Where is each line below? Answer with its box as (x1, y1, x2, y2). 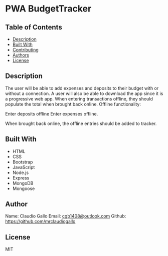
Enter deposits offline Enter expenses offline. (5, 110, 98, 116)
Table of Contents (5, 23, 63, 31)
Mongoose (12, 185, 35, 191)
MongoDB (12, 180, 34, 186)
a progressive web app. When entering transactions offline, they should (5, 95, 153, 101)
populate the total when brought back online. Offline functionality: (5, 101, 141, 107)
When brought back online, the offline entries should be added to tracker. (5, 120, 157, 126)
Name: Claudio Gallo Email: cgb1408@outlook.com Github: (5, 213, 126, 219)
